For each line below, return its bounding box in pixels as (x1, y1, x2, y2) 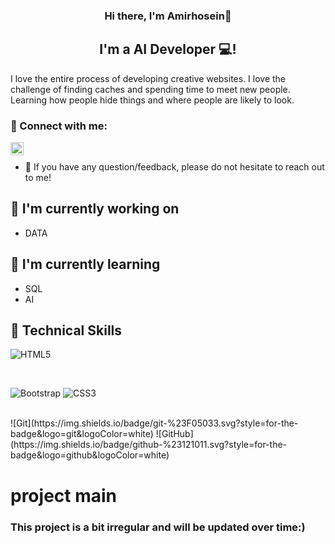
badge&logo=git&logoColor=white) (10, 428, 154, 440)
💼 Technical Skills (10, 322, 123, 339)
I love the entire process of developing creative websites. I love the (10, 72, 287, 84)
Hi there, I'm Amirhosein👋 (104, 9, 232, 23)
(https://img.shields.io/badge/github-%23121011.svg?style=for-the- (10, 439, 288, 451)
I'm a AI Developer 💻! (99, 41, 237, 58)
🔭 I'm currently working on (10, 200, 180, 218)
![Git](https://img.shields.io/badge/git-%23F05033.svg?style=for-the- (10, 417, 299, 429)
